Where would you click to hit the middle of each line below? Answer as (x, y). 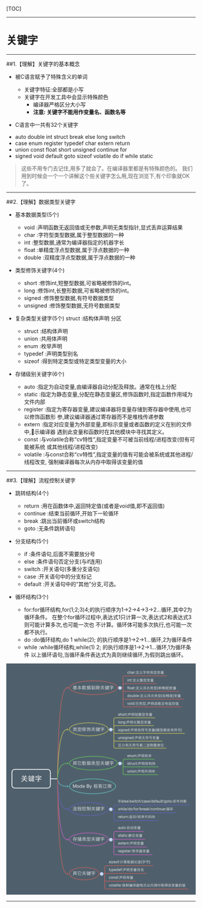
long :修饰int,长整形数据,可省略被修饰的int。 (78, 290)
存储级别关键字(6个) (40, 374)
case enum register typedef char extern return (72, 143)
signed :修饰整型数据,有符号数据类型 (69, 298)
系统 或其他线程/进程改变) (66, 447)
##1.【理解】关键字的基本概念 (43, 64)
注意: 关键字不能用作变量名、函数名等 (79, 112)
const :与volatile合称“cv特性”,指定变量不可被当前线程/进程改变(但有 (107, 439)
